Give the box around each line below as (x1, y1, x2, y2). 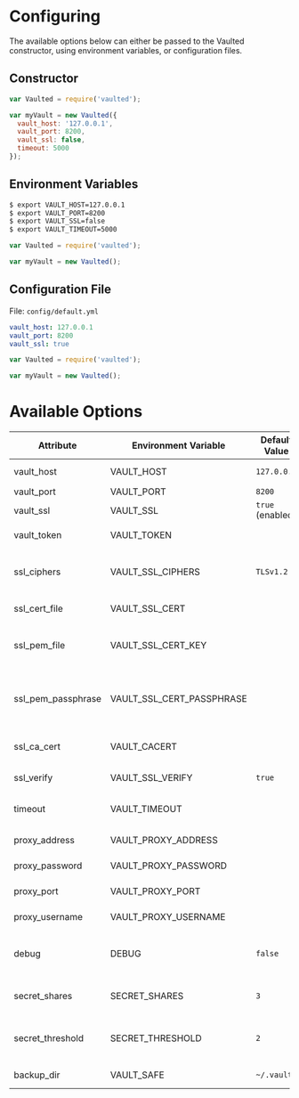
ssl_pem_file (13, 639, 66, 652)
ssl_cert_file (13, 603, 64, 615)
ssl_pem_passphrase (13, 693, 102, 705)
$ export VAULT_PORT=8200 (9, 208, 105, 217)
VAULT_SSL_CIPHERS (109, 565, 200, 578)
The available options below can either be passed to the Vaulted (9, 36, 245, 46)
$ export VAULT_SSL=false (9, 216, 105, 226)
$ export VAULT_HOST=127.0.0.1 (9, 200, 125, 209)
